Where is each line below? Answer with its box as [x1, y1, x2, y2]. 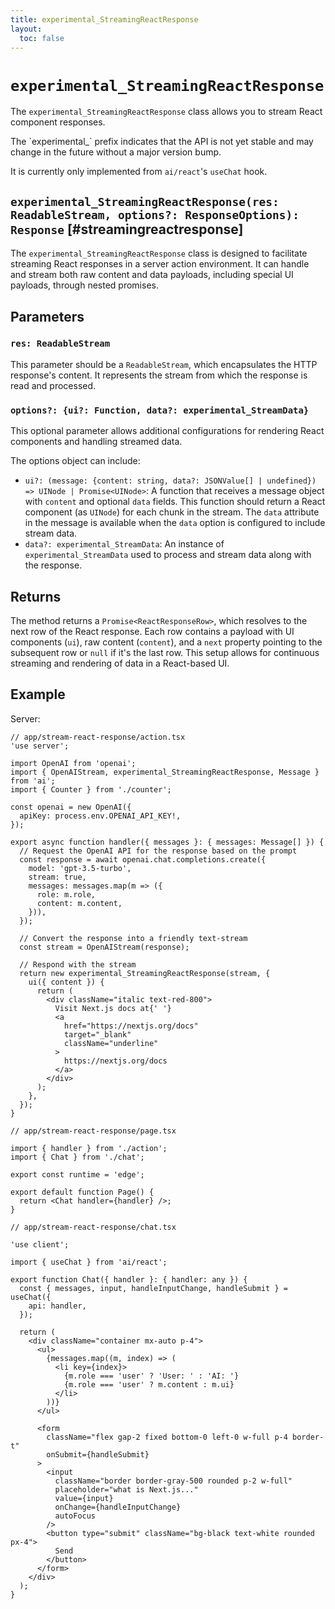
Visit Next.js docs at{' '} [54, 1003, 172, 1013]
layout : [10, 24, 43, 34]
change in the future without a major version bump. [10, 146, 222, 158]
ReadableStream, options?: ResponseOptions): [10, 207, 300, 222]
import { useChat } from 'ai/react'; [10, 1257, 168, 1267]
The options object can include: [10, 455, 141, 467]
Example [10, 686, 66, 703]
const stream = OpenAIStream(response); [19, 942, 190, 952]
